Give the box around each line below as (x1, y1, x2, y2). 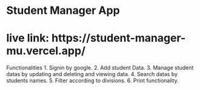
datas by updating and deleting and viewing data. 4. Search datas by (6, 71, 178, 78)
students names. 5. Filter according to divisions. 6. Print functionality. (6, 77, 179, 85)
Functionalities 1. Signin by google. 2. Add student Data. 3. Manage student (6, 64, 194, 71)
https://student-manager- (51, 31, 186, 45)
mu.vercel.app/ (6, 44, 86, 58)
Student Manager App (6, 4, 120, 18)
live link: (6, 31, 50, 45)
